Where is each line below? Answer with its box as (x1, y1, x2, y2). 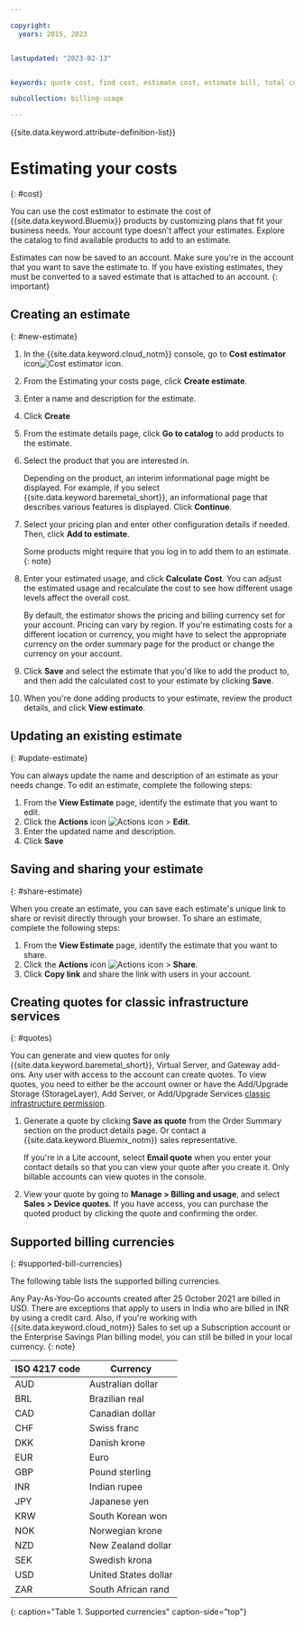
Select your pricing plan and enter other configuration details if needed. (23, 518, 290, 529)
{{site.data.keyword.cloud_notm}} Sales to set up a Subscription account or (10, 1322, 291, 1333)
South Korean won (89, 1510, 168, 1522)
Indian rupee (89, 1481, 143, 1493)
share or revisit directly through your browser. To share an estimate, (10, 913, 263, 924)
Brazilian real (89, 1392, 144, 1405)
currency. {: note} (10, 1342, 76, 1352)
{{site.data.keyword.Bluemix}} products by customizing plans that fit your (10, 216, 283, 227)
